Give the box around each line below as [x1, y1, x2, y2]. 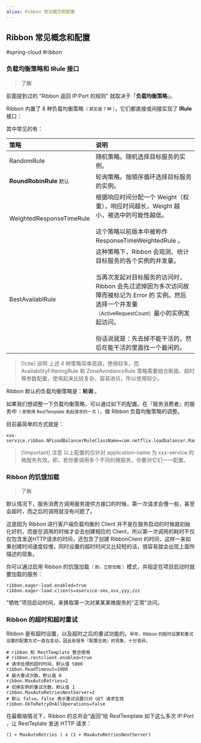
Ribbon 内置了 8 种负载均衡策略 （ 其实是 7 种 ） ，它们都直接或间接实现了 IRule [6, 105, 193, 112]
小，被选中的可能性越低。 [95, 211, 168, 219]
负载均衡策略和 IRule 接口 [6, 65, 80, 73]
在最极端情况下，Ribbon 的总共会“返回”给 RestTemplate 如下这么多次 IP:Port [6, 712, 194, 720]
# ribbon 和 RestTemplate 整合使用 [6, 650, 91, 656]
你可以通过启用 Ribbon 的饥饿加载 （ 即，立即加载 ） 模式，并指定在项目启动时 [6, 563, 190, 571]
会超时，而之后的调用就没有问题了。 [6, 508, 96, 515]
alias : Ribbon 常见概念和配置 [6, 8, 75, 15]
